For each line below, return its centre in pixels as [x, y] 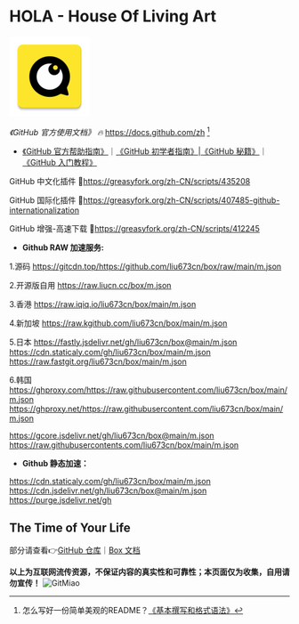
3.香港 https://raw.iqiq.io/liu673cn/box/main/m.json [103, 304]
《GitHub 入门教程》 [60, 162]
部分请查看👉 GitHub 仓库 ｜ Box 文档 [75, 550]
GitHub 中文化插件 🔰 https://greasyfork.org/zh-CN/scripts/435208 [130, 181]
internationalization [44, 210]
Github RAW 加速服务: [63, 247]
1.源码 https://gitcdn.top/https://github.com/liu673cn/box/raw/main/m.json [145, 266]
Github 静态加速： [55, 463]
